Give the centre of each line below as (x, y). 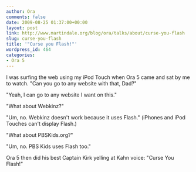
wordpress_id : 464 (28, 50)
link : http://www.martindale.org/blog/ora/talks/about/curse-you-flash (95, 33)
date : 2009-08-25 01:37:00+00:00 (47, 22)
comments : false (26, 17)
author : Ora (21, 11)
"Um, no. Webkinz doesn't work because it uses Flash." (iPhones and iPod (96, 117)
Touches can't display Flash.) (42, 123)
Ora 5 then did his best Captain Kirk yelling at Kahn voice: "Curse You (90, 157)
